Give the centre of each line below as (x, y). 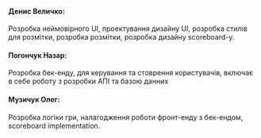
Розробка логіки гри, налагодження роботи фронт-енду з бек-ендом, (126, 117)
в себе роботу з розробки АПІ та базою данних (88, 81)
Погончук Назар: (38, 55)
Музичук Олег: (35, 100)
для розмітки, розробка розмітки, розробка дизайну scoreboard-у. (121, 37)
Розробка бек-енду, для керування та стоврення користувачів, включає (131, 73)
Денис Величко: (36, 11)
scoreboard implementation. (54, 125)
